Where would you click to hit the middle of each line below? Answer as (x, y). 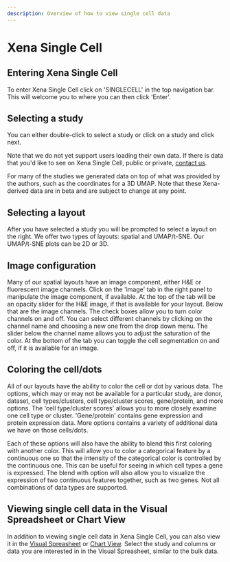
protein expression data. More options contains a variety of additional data (113, 423)
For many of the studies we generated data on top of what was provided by (114, 176)
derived (18, 191)
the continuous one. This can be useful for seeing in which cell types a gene (115, 465)
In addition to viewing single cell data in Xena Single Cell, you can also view (114, 536)
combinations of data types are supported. (68, 487)
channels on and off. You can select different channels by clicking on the (110, 319)
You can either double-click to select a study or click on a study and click (111, 135)
